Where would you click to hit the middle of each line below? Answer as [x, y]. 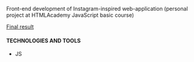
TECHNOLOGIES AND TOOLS [43, 40]
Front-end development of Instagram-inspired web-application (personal [97, 9]
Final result [20, 27]
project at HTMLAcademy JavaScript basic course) [70, 15]
